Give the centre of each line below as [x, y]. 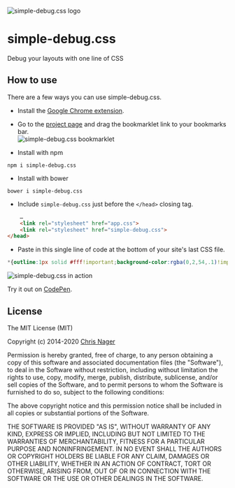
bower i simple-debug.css [45, 191]
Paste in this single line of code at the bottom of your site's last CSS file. [121, 250]
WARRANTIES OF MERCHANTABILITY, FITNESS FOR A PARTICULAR [106, 441]
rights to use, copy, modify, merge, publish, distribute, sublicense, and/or [113, 377]
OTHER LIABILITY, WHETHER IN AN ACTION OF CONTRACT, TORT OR [109, 464]
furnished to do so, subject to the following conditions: [86, 392]
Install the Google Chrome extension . [71, 110]
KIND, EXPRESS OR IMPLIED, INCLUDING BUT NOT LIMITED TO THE [106, 434]
